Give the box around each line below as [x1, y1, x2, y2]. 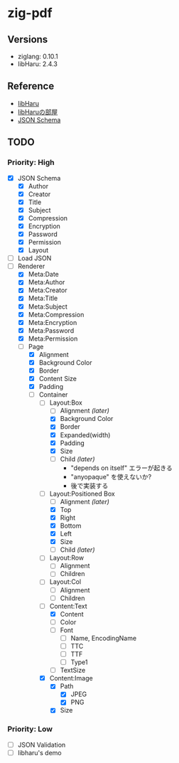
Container [38, 390, 68, 399]
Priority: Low [7, 724, 53, 734]
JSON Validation [17, 740, 66, 749]
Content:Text [49, 602, 87, 610]
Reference [7, 80, 55, 92]
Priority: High [7, 158, 55, 168]
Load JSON [17, 254, 52, 262]
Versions [7, 33, 48, 46]
